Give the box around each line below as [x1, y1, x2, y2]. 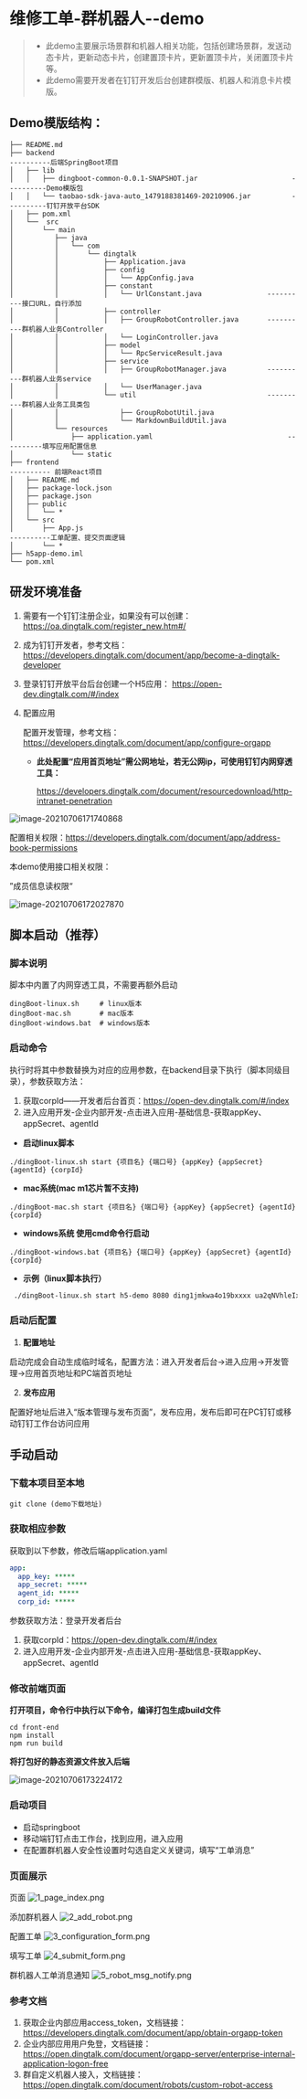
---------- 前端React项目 [9, 467, 103, 476]
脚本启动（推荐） [9, 927, 106, 942]
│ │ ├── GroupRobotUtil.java [9, 408, 215, 417]
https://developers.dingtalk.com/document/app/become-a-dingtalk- [22, 650, 281, 661]
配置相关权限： [9, 832, 66, 843]
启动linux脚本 [22, 1137, 75, 1148]
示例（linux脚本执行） [22, 1272, 107, 1284]
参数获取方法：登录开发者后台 [9, 1615, 122, 1627]
